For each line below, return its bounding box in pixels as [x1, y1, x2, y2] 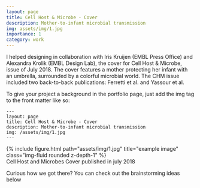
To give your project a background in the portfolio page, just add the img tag [6, 91, 195, 97]
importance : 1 [6, 31, 42, 37]
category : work [6, 37, 44, 43]
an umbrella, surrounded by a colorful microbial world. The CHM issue [6, 73, 180, 79]
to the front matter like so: [6, 97, 70, 104]
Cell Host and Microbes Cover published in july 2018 [6, 158, 136, 165]
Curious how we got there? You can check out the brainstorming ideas [6, 169, 180, 177]
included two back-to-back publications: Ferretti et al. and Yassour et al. [6, 79, 184, 86]
